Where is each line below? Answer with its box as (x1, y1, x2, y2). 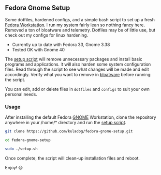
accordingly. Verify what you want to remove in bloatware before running (5, 71, 151, 77)
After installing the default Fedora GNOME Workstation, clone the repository (5, 114, 156, 120)
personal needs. (5, 91, 37, 97)
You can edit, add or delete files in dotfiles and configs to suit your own (5, 86, 150, 92)
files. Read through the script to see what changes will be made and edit (5, 66, 149, 72)
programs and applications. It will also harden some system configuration (5, 61, 151, 67)
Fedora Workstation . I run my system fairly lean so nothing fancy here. (5, 22, 145, 28)
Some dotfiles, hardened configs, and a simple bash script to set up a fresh (5, 16, 155, 22)
